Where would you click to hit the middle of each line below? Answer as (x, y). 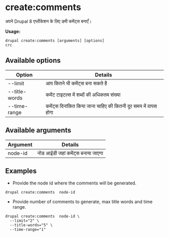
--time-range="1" (28, 230)
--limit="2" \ (24, 221)
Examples (21, 171)
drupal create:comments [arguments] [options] (55, 40)
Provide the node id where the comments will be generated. (74, 183)
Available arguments (38, 130)
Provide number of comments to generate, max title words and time (82, 202)
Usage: (13, 31)
